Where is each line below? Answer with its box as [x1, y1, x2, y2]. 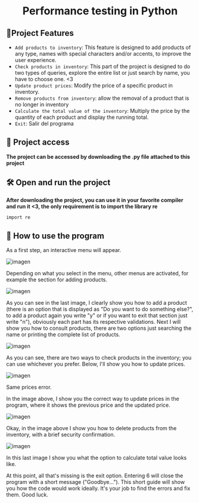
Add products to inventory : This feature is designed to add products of [14, 44, 191, 51]
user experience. [14, 57, 57, 63]
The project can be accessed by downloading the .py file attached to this [6, 153, 191, 160]
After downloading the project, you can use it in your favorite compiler [6, 196, 184, 204]
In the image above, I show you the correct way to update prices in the [6, 395, 180, 403]
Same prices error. [6, 384, 52, 391]
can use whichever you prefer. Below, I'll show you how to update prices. [6, 360, 186, 368]
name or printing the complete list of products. [6, 331, 120, 338]
